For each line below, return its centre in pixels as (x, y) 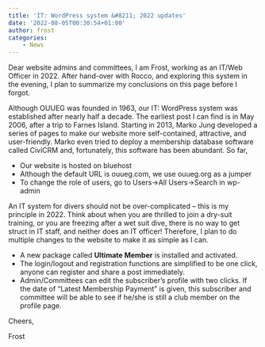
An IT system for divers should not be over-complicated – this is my (119, 206)
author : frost (32, 30)
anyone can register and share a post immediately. (102, 272)
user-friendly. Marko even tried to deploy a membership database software (131, 142)
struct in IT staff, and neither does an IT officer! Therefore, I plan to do (123, 231)
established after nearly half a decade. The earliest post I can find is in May (131, 116)
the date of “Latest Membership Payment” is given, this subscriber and (135, 289)
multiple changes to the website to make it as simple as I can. (108, 240)
